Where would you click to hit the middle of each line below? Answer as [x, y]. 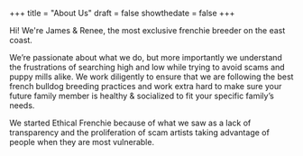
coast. [21, 40]
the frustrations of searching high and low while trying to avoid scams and [147, 67]
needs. [22, 106]
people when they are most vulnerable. [82, 142]
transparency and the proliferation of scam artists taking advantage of [140, 133]
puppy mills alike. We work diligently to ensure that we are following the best [151, 77]
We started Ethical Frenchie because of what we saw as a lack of [130, 123]
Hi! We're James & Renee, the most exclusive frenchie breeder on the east [147, 30]
